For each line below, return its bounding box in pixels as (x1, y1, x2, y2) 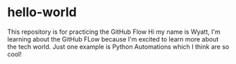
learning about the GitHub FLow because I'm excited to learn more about (7, 34, 219, 43)
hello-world (7, 4, 77, 20)
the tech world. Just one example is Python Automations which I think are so (7, 42, 230, 51)
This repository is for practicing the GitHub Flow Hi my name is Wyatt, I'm (7, 27, 221, 36)
